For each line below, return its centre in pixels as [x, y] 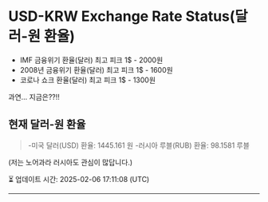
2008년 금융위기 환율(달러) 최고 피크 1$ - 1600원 [96, 69]
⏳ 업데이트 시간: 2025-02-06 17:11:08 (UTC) [79, 179]
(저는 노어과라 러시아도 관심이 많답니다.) [71, 162]
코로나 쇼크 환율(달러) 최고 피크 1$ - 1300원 [88, 80]
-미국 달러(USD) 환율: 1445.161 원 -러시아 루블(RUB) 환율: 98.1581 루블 [138, 145]
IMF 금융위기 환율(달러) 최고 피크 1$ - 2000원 [91, 60]
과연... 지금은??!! [34, 97]
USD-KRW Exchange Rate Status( [122, 16]
